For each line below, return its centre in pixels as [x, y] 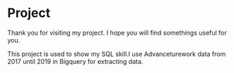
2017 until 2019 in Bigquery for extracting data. [75, 61]
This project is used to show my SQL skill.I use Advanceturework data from [117, 54]
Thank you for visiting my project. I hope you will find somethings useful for [117, 33]
